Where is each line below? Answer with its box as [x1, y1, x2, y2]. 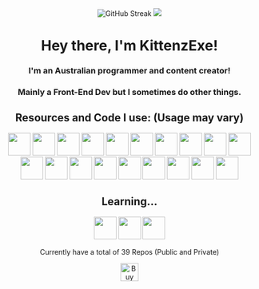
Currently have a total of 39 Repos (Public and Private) [39, 247, 220, 256]
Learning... [102, 195, 157, 208]
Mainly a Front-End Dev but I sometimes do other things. [18, 87, 241, 98]
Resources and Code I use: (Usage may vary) [14, 111, 245, 125]
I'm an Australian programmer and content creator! [28, 65, 231, 77]
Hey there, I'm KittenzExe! [41, 37, 218, 55]
